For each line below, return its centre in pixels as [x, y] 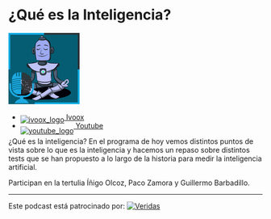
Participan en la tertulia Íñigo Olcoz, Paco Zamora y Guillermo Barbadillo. [129, 183]
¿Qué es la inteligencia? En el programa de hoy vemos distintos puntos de [131, 141]
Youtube [89, 125]
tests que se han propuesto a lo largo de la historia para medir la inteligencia [135, 158]
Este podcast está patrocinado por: [67, 206]
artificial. [23, 166]
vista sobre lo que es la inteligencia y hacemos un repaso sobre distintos [129, 150]
